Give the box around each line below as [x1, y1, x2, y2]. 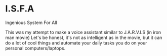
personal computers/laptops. [5, 45, 66, 51]
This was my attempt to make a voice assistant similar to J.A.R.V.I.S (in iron [5, 29, 161, 35]
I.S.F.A [5, 3, 34, 14]
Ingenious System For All [5, 19, 57, 25]
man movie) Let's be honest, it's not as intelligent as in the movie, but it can [5, 34, 162, 40]
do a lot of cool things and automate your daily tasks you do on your [5, 39, 148, 45]
